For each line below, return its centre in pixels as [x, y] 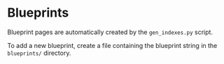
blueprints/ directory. [39, 53]
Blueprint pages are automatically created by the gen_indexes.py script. [110, 32]
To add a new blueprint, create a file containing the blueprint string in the [112, 45]
